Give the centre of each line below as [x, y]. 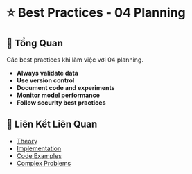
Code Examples [39, 155]
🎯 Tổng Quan [35, 43]
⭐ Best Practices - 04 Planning [96, 13]
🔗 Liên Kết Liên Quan [52, 124]
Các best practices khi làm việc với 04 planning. [75, 60]
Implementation [39, 148]
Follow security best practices [61, 103]
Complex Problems [44, 163]
